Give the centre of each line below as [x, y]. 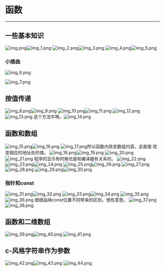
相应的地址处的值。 [28, 152]
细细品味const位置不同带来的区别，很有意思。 [81, 200]
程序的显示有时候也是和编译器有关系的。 [75, 159]
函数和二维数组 [28, 222]
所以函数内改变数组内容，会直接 [120, 146]
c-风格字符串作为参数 [38, 251]
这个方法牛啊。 [49, 116]
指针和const [20, 183]
